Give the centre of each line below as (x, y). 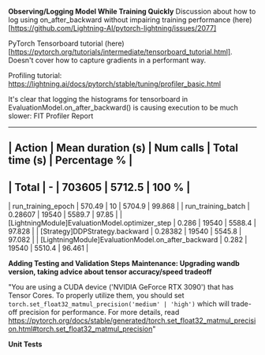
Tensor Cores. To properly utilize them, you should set (96, 296)
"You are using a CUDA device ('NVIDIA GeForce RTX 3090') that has (121, 287)
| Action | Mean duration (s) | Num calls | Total (123, 148)
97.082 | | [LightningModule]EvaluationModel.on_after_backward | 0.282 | (128, 240)
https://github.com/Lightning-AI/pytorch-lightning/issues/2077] (114, 28)
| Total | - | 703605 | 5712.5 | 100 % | (99, 187)
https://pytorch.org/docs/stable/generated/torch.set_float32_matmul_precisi (132, 321)
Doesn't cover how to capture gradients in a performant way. (107, 60)
